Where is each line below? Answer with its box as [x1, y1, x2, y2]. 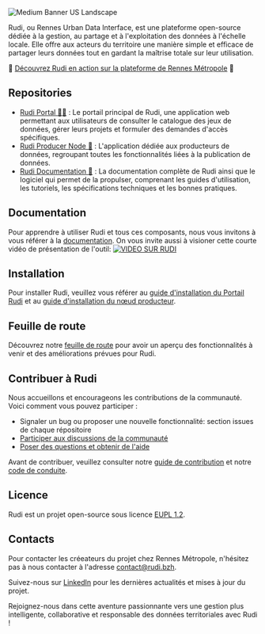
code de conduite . [8, 466, 68, 475]
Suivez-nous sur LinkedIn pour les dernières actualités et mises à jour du [8, 577, 246, 586]
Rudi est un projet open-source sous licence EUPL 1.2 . [8, 510, 186, 519]
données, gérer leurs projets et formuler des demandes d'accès [19, 124, 228, 134]
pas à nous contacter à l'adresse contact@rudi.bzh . [8, 562, 177, 571]
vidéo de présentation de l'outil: [8, 244, 112, 254]
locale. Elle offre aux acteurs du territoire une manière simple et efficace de [8, 40, 254, 49]
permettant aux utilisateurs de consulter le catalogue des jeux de [19, 116, 232, 125]
